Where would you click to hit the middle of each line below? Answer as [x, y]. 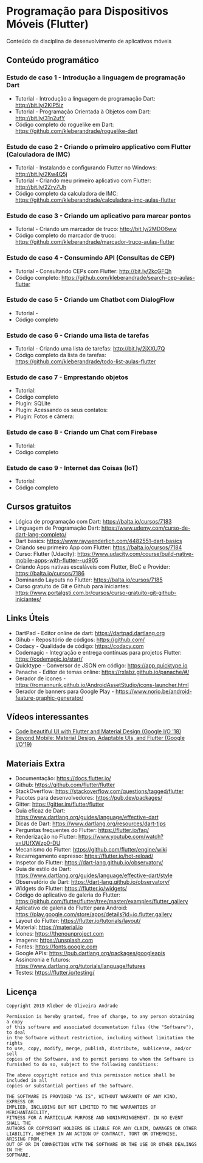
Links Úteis [28, 618]
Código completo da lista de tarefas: [60, 355]
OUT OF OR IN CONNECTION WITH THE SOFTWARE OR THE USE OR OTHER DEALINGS [102, 1145]
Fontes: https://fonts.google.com [56, 947]
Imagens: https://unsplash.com [54, 941]
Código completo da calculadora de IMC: [67, 193]
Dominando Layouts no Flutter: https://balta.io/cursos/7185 [89, 580]
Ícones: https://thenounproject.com [60, 934]
